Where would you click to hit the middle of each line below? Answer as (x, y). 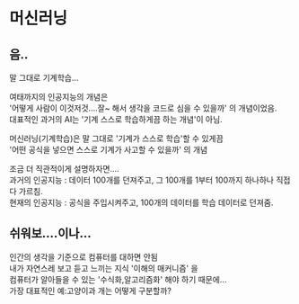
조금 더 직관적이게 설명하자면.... (64, 169)
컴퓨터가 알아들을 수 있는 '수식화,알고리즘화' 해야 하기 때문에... (118, 279)
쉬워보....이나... (50, 233)
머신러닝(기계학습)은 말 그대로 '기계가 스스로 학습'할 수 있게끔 (117, 139)
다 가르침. (26, 191)
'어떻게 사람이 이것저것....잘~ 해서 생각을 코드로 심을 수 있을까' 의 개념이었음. (143, 108)
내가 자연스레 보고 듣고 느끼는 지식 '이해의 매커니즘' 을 (104, 268)
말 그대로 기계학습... (44, 78)
